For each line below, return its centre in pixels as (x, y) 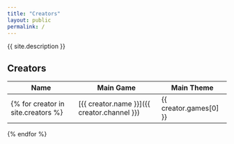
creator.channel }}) (109, 113)
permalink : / (26, 26)
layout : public (29, 20)
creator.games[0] (190, 109)
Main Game (116, 88)
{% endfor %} (27, 134)
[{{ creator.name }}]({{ (115, 104)
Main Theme (192, 88)
